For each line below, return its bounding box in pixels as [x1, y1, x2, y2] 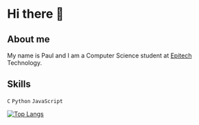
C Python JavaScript [7, 98, 63, 105]
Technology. [7, 59, 43, 67]
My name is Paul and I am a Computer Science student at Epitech [7, 51, 192, 59]
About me [7, 33, 50, 45]
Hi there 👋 [7, 6, 64, 22]
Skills [7, 79, 31, 90]
